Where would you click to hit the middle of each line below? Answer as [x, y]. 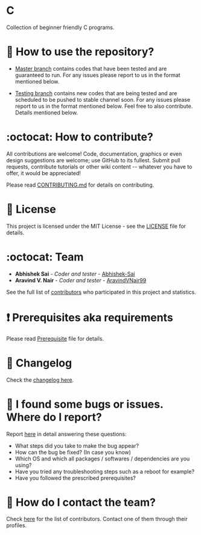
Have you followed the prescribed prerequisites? [75, 478]
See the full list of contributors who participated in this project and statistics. [101, 292]
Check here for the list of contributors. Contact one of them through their [97, 519]
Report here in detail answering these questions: [66, 434]
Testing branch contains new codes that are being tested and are [96, 93]
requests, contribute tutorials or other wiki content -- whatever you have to [99, 167]
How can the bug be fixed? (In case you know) [73, 452]
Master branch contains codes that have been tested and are [91, 68]
